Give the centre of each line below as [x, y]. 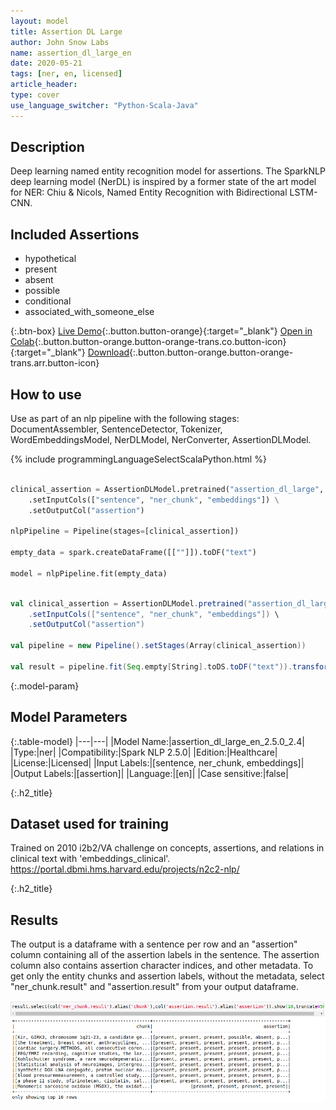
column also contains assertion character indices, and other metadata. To [162, 966]
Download [108, 352]
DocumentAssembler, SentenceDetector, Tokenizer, [116, 429]
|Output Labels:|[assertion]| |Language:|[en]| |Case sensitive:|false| [149, 773]
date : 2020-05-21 [46, 63]
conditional [48, 301]
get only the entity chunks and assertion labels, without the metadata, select [167, 976]
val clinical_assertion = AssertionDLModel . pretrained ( [129, 603]
